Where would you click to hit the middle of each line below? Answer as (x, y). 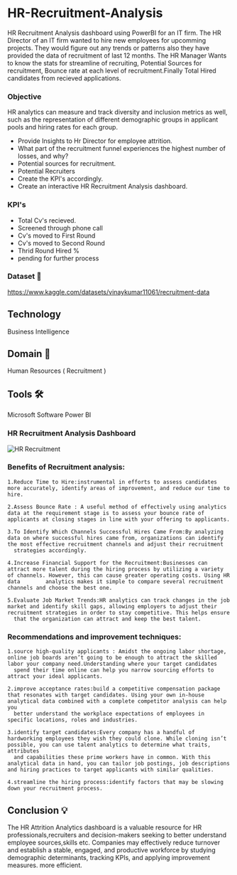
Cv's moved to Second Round (61, 243)
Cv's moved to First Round (56, 235)
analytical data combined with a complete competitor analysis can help (117, 701)
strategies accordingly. (50, 550)
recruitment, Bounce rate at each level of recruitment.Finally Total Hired (112, 70)
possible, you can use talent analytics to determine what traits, (109, 745)
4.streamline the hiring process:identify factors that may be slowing (115, 783)
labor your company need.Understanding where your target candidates (112, 664)
